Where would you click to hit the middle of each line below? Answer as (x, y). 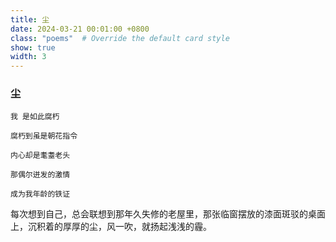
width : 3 (28, 57)
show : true (33, 47)
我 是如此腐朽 (35, 117)
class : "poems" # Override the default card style (120, 38)
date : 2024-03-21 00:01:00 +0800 (80, 29)
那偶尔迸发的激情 (40, 175)
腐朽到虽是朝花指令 (44, 136)
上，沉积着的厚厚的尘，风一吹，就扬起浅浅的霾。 (111, 227)
